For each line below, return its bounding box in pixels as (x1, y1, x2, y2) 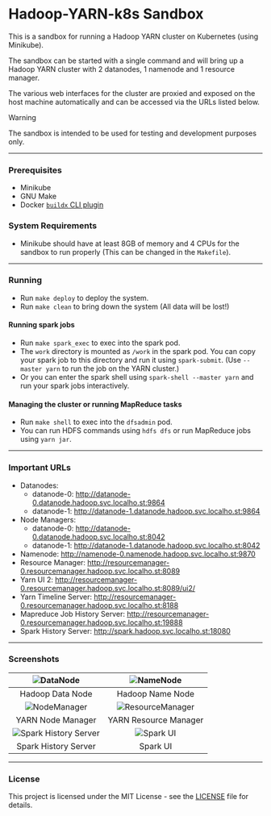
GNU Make (19, 191, 57, 202)
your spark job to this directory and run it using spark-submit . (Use (19, 356, 242, 365)
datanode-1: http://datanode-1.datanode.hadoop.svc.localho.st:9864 (31, 506, 261, 516)
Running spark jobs (8, 320, 75, 330)
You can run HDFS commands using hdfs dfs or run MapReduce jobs (19, 426, 252, 435)
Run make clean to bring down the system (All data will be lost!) (19, 302, 230, 311)
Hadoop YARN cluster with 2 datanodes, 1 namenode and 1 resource (8, 64, 236, 73)
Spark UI (139, 740, 173, 751)
